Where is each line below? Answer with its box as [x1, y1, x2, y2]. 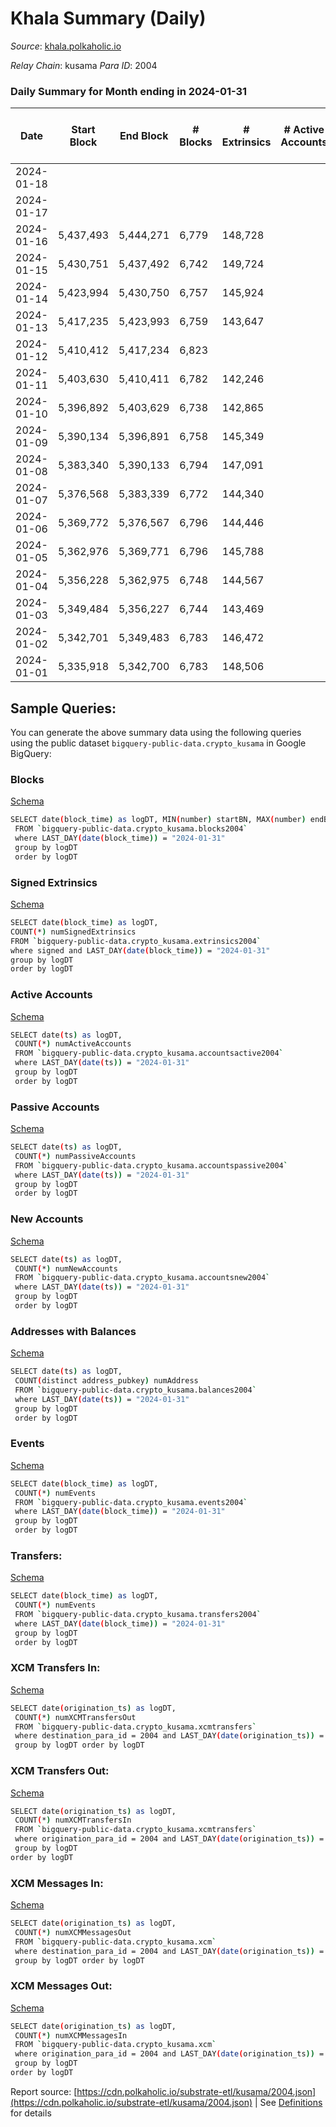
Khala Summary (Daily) [10, 7, 207, 30]
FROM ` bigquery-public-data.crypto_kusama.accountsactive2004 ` [14, 1048, 284, 1059]
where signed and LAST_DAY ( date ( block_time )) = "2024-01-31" [10, 945, 271, 956]
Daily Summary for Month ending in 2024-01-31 [10, 84, 248, 98]
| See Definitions [254, 2096, 323, 2108]
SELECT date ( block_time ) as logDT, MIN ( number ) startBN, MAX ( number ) [10, 815, 307, 825]
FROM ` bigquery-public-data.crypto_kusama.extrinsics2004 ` [10, 936, 262, 946]
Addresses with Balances [10, 1324, 137, 1338]
